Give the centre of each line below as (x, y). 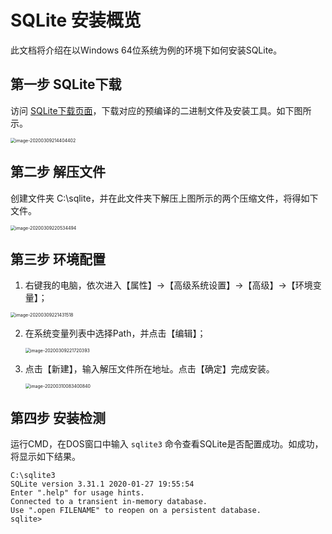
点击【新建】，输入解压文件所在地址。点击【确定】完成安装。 (149, 369)
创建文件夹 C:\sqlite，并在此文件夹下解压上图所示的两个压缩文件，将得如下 (164, 198)
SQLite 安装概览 (76, 20)
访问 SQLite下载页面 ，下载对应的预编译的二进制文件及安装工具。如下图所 (161, 110)
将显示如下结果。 (45, 457)
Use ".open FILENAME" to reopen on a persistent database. (136, 511)
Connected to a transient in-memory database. (109, 502)
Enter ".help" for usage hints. (77, 493)
